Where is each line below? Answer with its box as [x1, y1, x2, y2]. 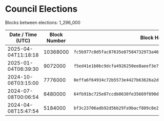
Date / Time [9, 31, 37, 38]
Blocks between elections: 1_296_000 [5, 20, 81, 25]
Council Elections [5, 3, 78, 15]
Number [46, 37, 66, 44]
